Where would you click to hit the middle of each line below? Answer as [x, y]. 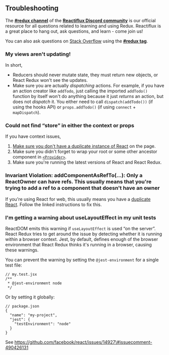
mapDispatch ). [26, 113]
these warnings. [22, 250]
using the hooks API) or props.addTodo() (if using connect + [74, 107]
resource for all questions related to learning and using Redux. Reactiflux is [83, 26]
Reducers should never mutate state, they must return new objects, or [85, 75]
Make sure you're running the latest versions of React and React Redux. [87, 162]
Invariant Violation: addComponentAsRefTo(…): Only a [74, 175]
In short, [14, 65]
